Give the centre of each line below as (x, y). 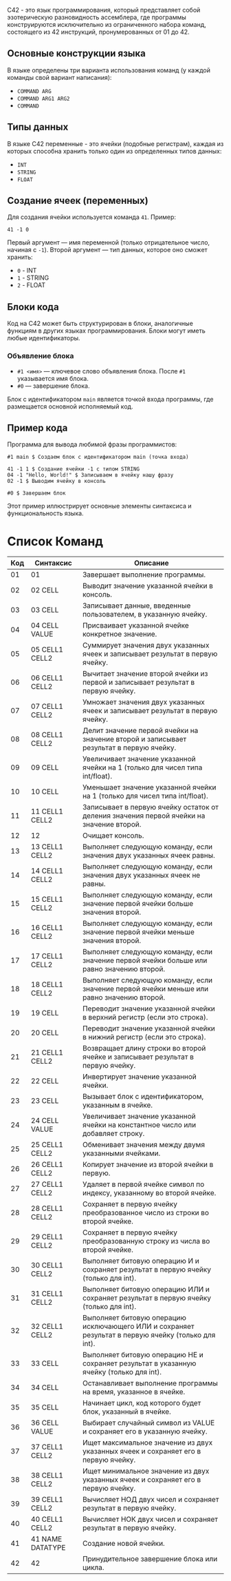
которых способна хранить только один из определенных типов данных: (114, 151)
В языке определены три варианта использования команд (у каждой (109, 70)
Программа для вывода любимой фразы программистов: (92, 444)
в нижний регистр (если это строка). (144, 1037)
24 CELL (45, 1121)
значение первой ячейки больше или (145, 960)
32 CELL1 (47, 1327)
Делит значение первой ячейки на (140, 731)
